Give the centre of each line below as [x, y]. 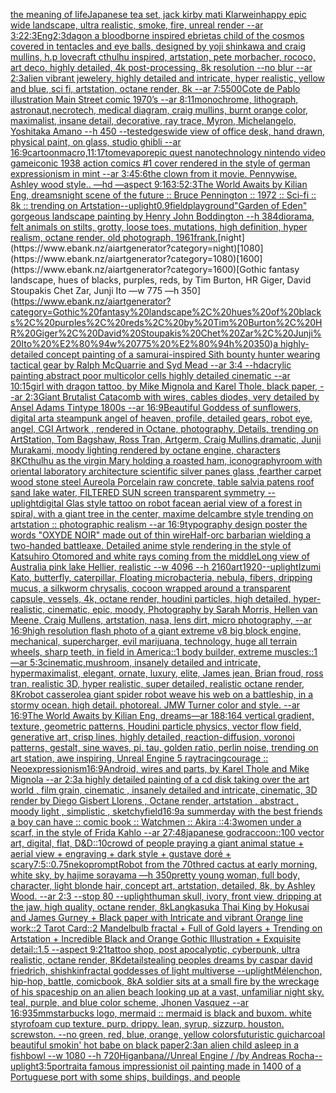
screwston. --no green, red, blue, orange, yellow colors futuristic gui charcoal [168, 1034]
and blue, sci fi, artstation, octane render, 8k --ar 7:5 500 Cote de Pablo [155, 88]
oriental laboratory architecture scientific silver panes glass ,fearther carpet [166, 471]
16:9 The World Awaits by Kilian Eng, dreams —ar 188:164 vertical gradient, [162, 715]
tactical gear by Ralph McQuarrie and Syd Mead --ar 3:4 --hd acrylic [151, 365]
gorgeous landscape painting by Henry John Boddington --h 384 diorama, [162, 216]
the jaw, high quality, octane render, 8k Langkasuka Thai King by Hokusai [160, 907]
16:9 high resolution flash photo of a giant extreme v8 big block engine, [156, 630]
